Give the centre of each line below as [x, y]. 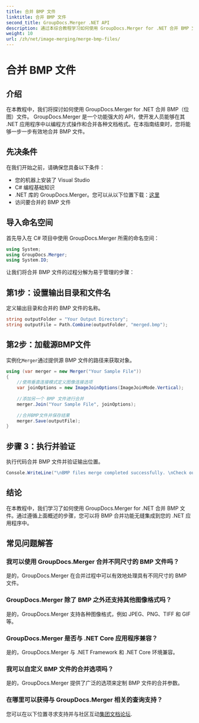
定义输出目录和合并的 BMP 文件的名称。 [55, 308]
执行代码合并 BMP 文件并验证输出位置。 [55, 462]
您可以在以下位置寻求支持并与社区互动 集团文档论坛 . [69, 714]
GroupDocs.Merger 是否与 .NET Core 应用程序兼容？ [82, 638]
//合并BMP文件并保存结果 [43, 415]
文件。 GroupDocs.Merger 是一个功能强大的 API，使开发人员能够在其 [101, 117]
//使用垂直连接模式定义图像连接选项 [55, 383]
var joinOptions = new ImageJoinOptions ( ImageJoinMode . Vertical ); [100, 388]
